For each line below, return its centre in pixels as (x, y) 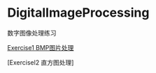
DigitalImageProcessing (78, 13)
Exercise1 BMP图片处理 (41, 47)
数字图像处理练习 (32, 33)
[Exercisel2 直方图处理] (41, 62)
